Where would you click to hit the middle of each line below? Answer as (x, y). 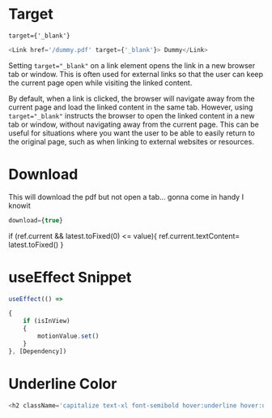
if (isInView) (47, 321)
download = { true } (36, 220)
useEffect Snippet (70, 277)
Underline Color (63, 384)
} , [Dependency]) (38, 351)
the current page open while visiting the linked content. (100, 83)
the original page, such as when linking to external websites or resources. (132, 141)
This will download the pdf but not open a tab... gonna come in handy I (126, 196)
